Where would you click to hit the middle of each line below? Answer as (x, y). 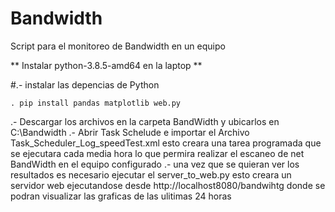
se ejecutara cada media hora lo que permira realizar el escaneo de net (157, 153)
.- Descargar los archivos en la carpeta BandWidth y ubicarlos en (145, 121)
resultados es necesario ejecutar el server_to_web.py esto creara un (151, 174)
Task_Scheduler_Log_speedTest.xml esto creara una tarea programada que (166, 143)
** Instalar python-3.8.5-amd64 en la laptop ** (106, 65)
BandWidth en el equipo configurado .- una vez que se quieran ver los (155, 164)
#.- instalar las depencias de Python (85, 84)
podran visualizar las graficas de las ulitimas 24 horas (121, 196)
